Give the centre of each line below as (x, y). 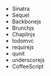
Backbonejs (26, 21)
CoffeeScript (28, 66)
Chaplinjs (23, 34)
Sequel (21, 15)
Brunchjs (23, 28)
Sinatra (21, 9)
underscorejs (28, 60)
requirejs (23, 47)
